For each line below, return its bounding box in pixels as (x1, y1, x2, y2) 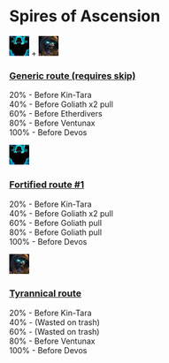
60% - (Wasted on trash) (9, 326, 100, 337)
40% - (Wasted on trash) (9, 316, 100, 328)
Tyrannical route (9, 287, 82, 299)
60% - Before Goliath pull (9, 217, 103, 228)
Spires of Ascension (9, 6, 161, 26)
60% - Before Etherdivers (9, 109, 104, 119)
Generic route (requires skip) (9, 69, 136, 81)
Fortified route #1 (9, 178, 85, 191)
